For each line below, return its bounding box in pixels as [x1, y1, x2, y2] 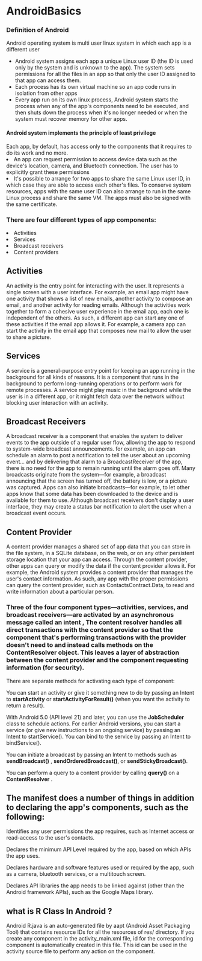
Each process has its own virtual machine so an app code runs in [14, 83, 176, 91]
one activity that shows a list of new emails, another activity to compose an [6, 295, 192, 302]
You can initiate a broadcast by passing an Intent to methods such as [6, 751, 177, 758]
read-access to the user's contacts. [6, 834, 95, 841]
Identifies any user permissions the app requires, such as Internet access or [6, 828, 195, 835]
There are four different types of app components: [6, 216, 156, 224]
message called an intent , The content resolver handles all [6, 618, 182, 626]
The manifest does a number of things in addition [6, 792, 194, 803]
